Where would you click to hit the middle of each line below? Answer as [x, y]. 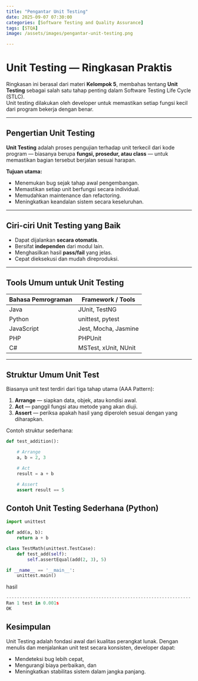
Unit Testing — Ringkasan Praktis [89, 68]
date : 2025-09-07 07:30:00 [39, 17]
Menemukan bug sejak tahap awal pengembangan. [77, 183]
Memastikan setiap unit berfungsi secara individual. [77, 189]
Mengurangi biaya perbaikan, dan [55, 665]
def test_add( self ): [42, 554]
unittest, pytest [99, 319]
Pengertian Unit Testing [51, 133]
